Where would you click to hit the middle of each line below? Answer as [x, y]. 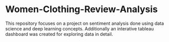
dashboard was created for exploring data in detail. [59, 34]
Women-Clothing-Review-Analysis [81, 9]
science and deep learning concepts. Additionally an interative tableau [80, 28]
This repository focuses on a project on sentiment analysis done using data [85, 23]
